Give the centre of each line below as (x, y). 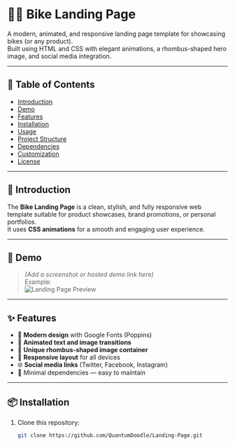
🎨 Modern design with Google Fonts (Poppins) (85, 335)
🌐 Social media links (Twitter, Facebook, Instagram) (92, 365)
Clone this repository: (48, 423)
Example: (38, 282)
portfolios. (22, 222)
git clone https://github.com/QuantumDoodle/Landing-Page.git (110, 435)
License (29, 161)
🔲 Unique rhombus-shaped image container (83, 350)
